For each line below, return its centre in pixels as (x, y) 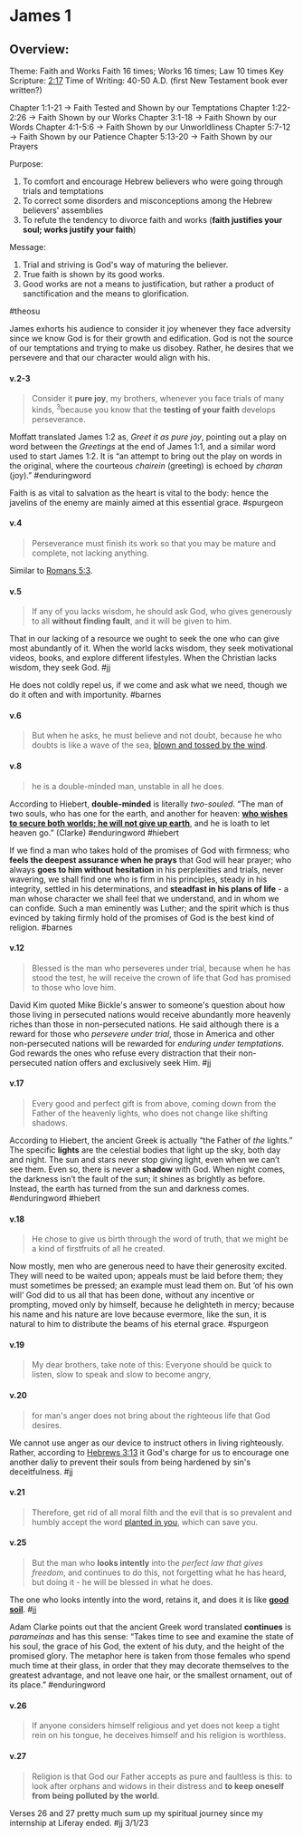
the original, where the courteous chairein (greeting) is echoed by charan (146, 465)
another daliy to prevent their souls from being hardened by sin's (130, 1462)
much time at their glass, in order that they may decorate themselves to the (149, 1666)
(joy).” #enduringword (51, 475)
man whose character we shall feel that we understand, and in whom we (144, 898)
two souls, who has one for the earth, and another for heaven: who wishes (149, 813)
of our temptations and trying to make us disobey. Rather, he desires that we (151, 348)
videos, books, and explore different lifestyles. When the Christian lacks (143, 658)
